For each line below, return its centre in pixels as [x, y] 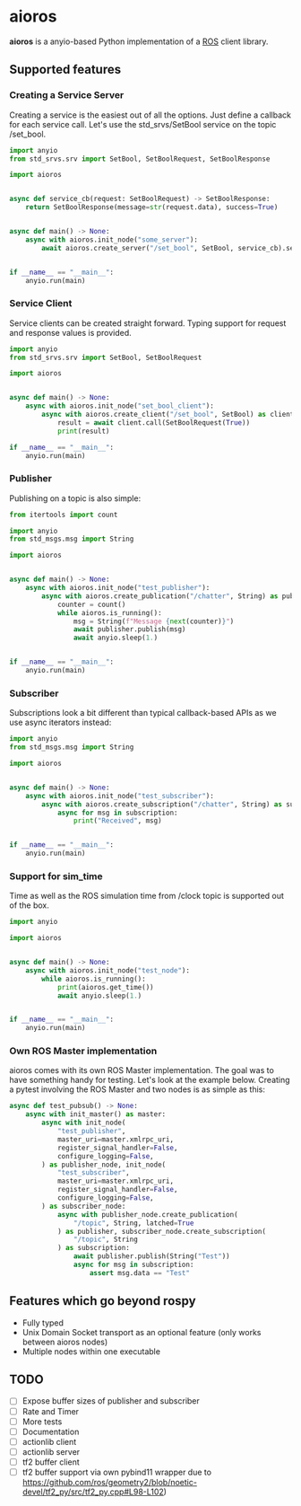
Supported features [65, 70]
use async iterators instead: [60, 722]
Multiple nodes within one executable [91, 1351]
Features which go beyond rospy [103, 1301]
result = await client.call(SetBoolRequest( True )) [154, 423]
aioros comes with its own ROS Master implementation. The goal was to [142, 1070]
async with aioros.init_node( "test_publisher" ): [118, 588]
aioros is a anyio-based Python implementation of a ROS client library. [139, 41]
